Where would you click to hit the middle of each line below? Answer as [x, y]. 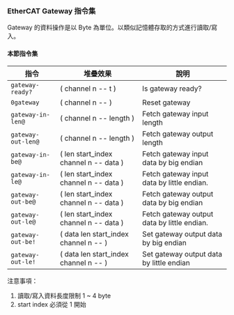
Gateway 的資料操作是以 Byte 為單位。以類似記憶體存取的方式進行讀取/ [109, 28]
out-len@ [25, 141]
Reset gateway [166, 102]
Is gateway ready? [172, 89]
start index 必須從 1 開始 [52, 304]
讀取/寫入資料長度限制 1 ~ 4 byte [64, 295]
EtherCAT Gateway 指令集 [52, 10]
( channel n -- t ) [88, 89]
